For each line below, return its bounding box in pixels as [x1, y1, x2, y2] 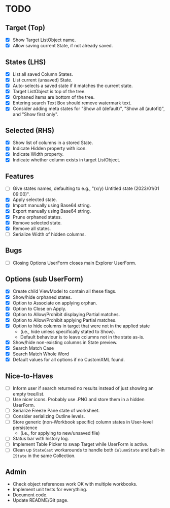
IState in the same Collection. [12, 453, 76, 459]
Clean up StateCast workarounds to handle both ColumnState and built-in [12, 447, 165, 453]
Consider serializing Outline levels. [12, 413, 85, 419]
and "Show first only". [12, 111, 58, 118]
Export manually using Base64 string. [12, 208, 91, 214]
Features [5, 172, 34, 181]
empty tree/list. [12, 391, 45, 397]
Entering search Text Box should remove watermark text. [12, 100, 132, 106]
